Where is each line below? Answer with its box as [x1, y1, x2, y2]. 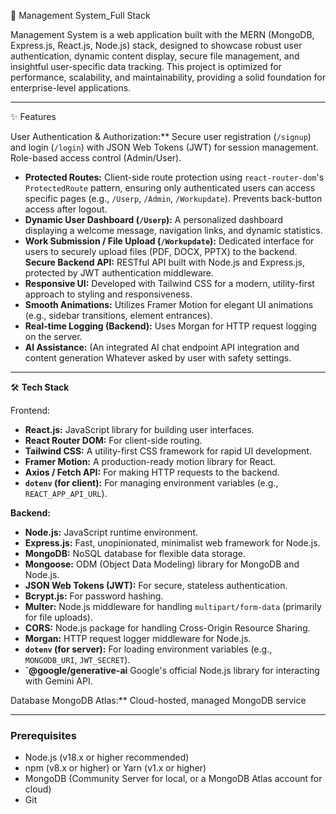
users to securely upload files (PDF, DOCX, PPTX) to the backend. [24, 246, 298, 257]
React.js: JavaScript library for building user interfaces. [24, 424, 255, 435]
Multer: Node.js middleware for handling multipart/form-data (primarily [24, 601, 322, 612]
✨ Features [10, 111, 57, 122]
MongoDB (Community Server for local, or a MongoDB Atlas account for [24, 773, 323, 785]
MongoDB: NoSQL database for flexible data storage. [24, 548, 246, 559]
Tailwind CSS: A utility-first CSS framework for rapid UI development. [24, 445, 312, 457]
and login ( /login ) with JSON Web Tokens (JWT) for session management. [10, 141, 319, 153]
